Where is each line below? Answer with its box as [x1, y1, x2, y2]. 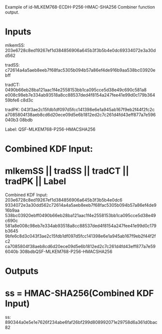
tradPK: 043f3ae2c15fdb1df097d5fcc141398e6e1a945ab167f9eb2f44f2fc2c [5, 106, 155, 112]
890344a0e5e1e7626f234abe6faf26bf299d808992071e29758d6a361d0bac [5, 319, 158, 325]
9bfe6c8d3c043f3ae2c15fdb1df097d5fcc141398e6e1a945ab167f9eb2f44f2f [5, 233, 156, 239]
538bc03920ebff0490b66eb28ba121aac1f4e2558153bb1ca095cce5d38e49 [5, 213, 156, 218]
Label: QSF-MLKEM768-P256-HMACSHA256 [5, 126, 96, 132]
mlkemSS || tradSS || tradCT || [5, 166, 129, 177]
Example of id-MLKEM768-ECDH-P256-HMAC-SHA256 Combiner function [5, 4, 155, 10]
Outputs [5, 266, 39, 277]
